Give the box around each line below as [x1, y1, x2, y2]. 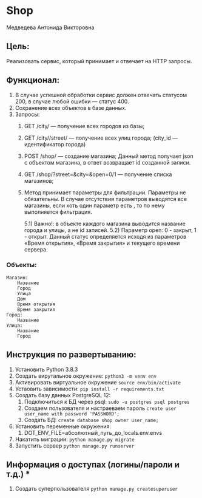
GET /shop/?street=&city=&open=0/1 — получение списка [24, 171, 172, 178]
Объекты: [6, 261, 38, 269]
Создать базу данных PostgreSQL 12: [15, 391, 111, 398]
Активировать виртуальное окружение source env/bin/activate [15, 378, 181, 386]
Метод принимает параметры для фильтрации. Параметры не [24, 189, 186, 196]
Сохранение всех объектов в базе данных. [15, 104, 127, 111]
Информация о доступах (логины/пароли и [6, 460, 180, 470]
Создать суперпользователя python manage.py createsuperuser [15, 485, 178, 493]
